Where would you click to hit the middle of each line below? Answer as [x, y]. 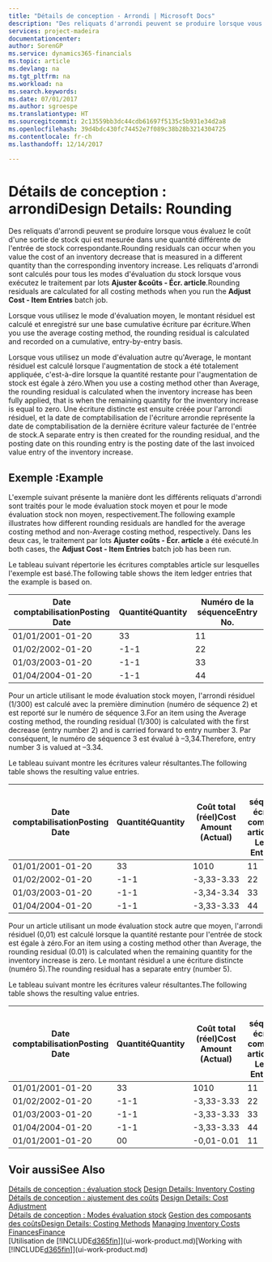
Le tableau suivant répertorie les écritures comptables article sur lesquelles [134, 565]
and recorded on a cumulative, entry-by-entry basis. [96, 342]
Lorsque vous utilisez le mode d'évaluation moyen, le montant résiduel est [132, 316]
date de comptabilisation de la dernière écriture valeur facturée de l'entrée [133, 426]
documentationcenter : [45, 39]
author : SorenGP [36, 46]
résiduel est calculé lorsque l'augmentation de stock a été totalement [123, 366]
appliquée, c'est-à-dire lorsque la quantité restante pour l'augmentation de [133, 375]
